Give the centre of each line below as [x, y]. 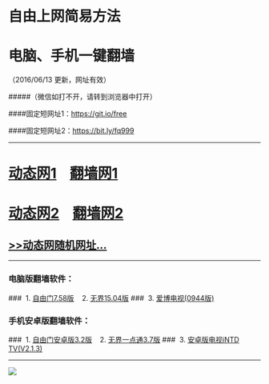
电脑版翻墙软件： [41, 279]
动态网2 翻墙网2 [66, 213]
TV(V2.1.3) [25, 348]
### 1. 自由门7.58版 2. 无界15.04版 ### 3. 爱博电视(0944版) [111, 298]
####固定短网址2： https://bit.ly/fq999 [71, 131]
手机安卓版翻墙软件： [49, 321]
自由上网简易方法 [65, 16]
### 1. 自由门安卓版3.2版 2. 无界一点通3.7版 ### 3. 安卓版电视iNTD [124, 339]
